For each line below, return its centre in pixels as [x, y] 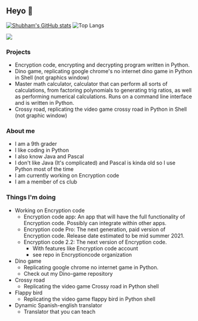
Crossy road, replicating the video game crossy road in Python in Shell [101, 109]
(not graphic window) [41, 116]
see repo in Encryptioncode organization [82, 254]
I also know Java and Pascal [49, 157]
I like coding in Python [42, 150]
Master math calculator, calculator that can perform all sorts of [91, 84]
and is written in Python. [44, 103]
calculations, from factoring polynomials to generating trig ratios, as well [103, 91]
